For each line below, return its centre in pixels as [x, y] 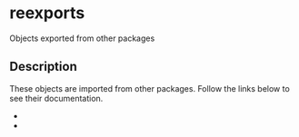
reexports [47, 13]
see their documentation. [56, 98]
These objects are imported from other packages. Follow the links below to [150, 88]
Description [43, 67]
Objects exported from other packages [82, 38]
